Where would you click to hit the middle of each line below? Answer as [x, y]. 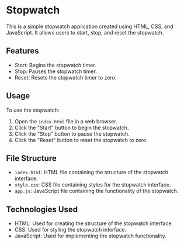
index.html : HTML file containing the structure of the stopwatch [91, 172]
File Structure [31, 158]
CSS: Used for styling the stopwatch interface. [70, 230]
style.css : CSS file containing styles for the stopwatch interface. [93, 185]
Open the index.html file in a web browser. [66, 121]
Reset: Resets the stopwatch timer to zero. [65, 77]
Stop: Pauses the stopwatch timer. [56, 71]
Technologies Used [42, 209]
